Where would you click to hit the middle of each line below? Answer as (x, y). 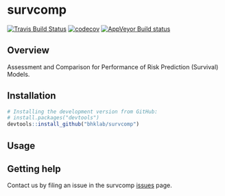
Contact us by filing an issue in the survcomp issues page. (90, 185)
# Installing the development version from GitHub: (82, 112)
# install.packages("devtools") (53, 118)
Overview (28, 50)
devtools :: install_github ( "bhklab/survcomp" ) (73, 124)
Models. (19, 74)
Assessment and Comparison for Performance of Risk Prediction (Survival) (113, 66)
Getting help (34, 169)
